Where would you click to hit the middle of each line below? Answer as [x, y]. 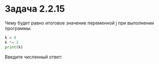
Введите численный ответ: [34, 57]
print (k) [14, 47]
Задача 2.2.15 [35, 9]
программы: [18, 28]
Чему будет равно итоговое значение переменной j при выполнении [79, 23]
